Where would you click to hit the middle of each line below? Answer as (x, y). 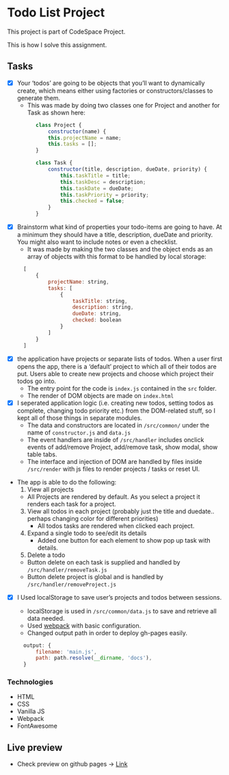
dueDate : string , (97, 314)
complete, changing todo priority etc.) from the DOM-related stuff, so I (116, 410)
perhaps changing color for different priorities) (93, 518)
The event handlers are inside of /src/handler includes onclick (116, 439)
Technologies (30, 682)
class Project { (58, 125)
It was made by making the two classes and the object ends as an (120, 249)
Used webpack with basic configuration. (84, 626)
